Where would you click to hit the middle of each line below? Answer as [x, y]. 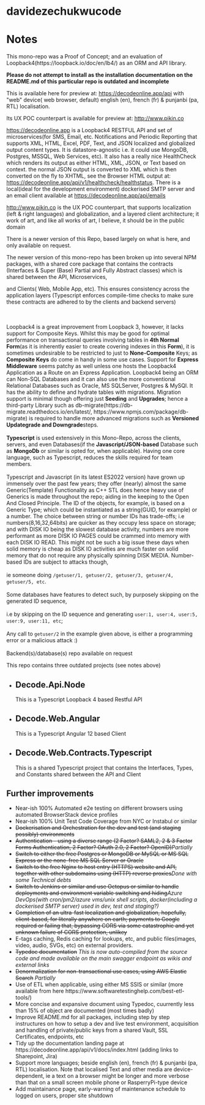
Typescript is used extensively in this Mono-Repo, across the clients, [94, 438]
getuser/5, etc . [27, 581]
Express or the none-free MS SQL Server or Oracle [79, 860]
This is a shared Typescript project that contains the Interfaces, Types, [104, 768]
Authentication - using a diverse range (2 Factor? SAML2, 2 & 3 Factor [104, 841]
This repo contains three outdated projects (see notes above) [84, 666]
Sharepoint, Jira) [36, 1056]
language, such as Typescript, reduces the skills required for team [90, 458]
